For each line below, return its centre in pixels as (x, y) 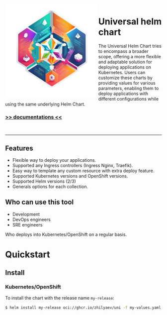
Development (26, 214)
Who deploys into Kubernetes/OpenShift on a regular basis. (66, 234)
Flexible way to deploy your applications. (54, 160)
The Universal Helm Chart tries (130, 46)
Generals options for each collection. (50, 187)
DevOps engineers (31, 219)
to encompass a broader (124, 51)
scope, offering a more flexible (130, 56)
